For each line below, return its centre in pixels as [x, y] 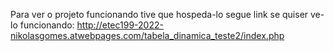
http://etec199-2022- [120, 25]
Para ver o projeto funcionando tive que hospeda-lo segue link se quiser [159, 14]
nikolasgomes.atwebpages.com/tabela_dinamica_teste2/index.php [147, 35]
